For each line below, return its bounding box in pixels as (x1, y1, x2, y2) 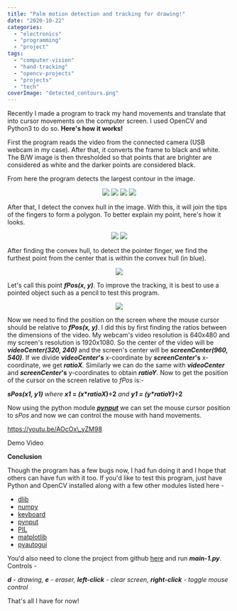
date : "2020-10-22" (7, 17, 65, 24)
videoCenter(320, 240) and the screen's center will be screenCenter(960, (7, 346, 228, 355)
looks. (7, 218, 26, 227)
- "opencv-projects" (13, 70, 75, 77)
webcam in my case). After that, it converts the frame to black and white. (7, 146, 221, 154)
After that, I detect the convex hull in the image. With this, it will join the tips (7, 203, 227, 212)
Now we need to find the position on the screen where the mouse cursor (7, 315, 220, 324)
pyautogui (17, 541, 48, 549)
